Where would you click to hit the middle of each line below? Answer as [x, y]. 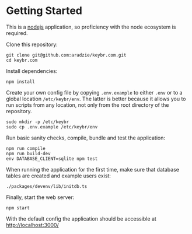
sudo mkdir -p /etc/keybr [37, 122]
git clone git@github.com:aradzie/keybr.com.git [66, 55]
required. [17, 33]
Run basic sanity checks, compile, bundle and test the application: [85, 138]
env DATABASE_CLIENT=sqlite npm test [52, 159]
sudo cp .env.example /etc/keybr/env [52, 127]
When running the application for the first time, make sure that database [93, 169]
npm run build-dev [28, 153]
